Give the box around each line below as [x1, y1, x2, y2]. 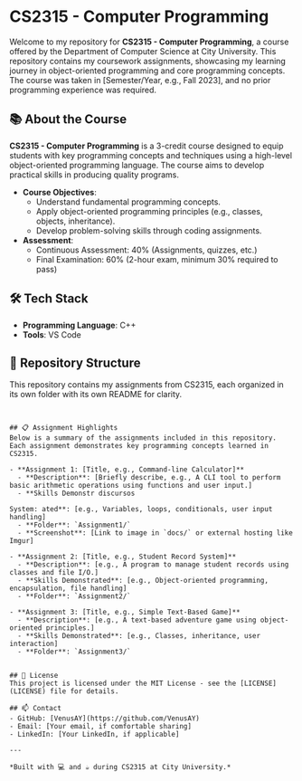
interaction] [9, 640, 59, 649]
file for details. [49, 687, 119, 696]
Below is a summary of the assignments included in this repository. [9, 433, 278, 443]
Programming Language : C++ [22, 319, 137, 330]
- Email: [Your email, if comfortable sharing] [9, 722, 193, 731]
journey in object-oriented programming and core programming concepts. [9, 65, 286, 76]
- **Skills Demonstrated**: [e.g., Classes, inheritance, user [17, 632, 260, 641]
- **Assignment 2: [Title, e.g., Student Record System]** [9, 552, 237, 562]
